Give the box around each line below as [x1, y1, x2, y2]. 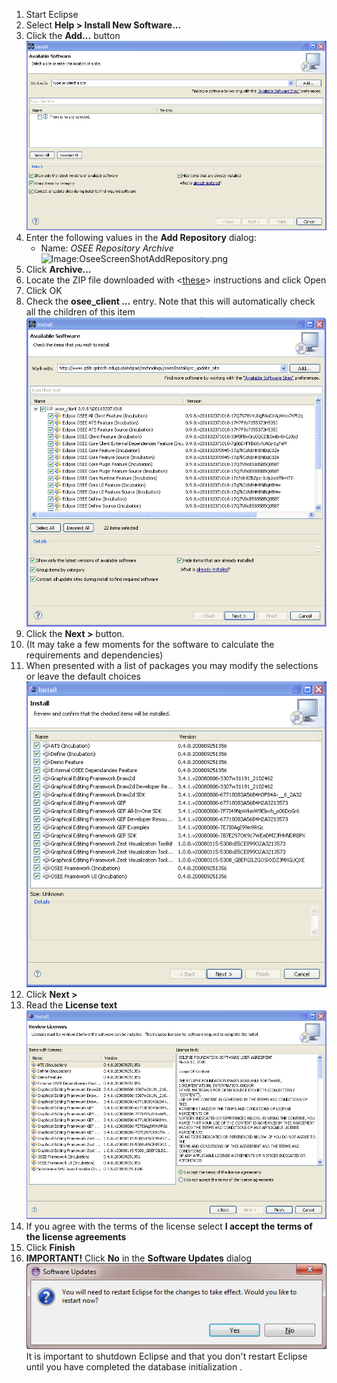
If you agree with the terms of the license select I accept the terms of [25, 1220, 313, 1232]
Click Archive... [25, 264, 92, 276]
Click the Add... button [25, 30, 121, 41]
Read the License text [25, 999, 118, 1011]
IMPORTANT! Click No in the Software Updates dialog [25, 1252, 252, 1264]
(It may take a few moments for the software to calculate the [25, 638, 275, 650]
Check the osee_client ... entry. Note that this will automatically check [25, 295, 316, 308]
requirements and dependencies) [25, 649, 164, 661]
